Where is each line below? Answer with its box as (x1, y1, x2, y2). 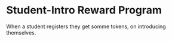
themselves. (6, 29, 36, 36)
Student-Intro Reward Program (6, 4, 162, 17)
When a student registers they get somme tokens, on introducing (6, 23, 166, 30)
